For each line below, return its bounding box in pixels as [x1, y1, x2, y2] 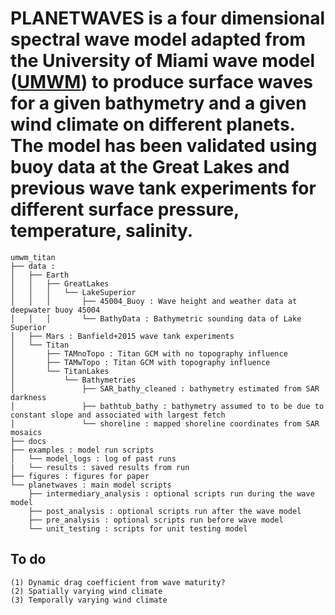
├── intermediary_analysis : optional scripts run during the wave [28, 488, 315, 499]
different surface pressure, [10, 198, 240, 221]
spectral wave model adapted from [10, 28, 306, 51]
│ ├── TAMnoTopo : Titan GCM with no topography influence [10, 348, 288, 359]
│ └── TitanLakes [10, 366, 110, 376]
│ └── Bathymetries [10, 375, 137, 385]
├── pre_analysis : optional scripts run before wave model [28, 515, 284, 525]
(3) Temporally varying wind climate [10, 595, 168, 605]
